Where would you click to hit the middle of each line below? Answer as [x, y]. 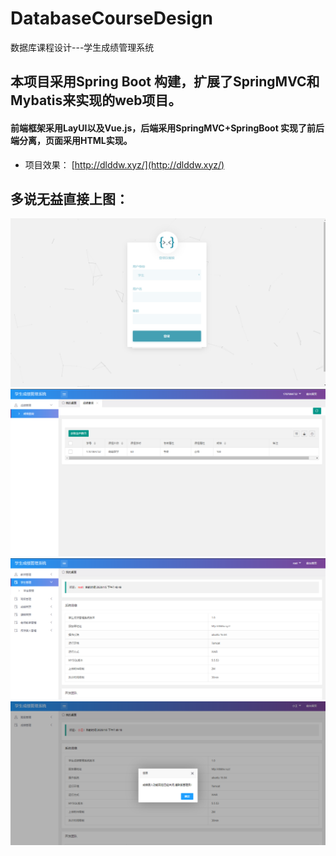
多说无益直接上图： [69, 198]
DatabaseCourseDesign [112, 18]
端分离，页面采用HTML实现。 [71, 140]
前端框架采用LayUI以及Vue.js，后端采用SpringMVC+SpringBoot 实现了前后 [167, 128]
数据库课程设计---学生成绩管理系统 [82, 47]
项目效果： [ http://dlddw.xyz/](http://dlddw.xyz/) [124, 164]
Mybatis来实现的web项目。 [96, 100]
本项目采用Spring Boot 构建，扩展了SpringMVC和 [165, 82]
